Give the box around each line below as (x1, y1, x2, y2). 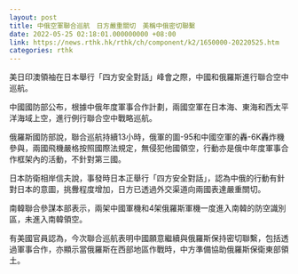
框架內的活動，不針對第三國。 (16, 154, 126, 165)
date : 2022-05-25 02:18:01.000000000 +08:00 (9, 29, 176, 38)
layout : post (9, 12, 58, 22)
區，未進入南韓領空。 (9, 214, 87, 225)
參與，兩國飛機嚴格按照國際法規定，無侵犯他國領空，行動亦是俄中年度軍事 (9, 143, 281, 154)
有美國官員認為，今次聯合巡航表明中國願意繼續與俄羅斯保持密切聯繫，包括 (9, 233, 281, 244)
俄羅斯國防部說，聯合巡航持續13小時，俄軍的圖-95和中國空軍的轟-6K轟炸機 (9, 132, 286, 142)
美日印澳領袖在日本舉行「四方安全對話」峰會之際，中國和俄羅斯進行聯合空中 (9, 72, 289, 83)
